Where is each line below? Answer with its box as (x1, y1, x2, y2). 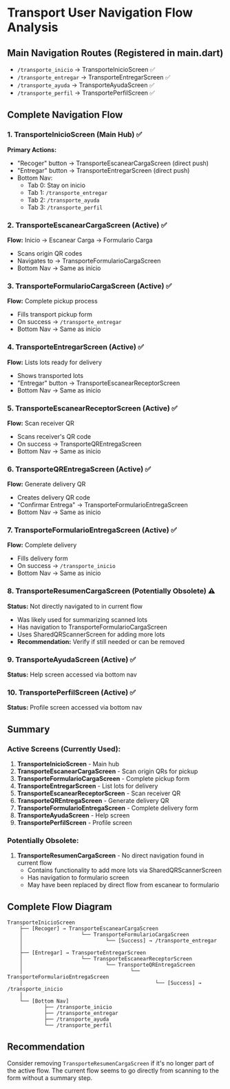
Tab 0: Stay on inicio (27, 181, 86, 189)
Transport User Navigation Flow (7, 5, 194, 21)
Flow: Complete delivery (7, 541, 77, 549)
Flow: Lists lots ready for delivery (7, 358, 102, 366)
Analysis (7, 19, 59, 35)
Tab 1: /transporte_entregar (27, 188, 108, 196)
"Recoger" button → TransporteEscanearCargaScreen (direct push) (17, 159, 209, 167)
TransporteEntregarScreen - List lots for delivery (17, 782, 158, 790)
